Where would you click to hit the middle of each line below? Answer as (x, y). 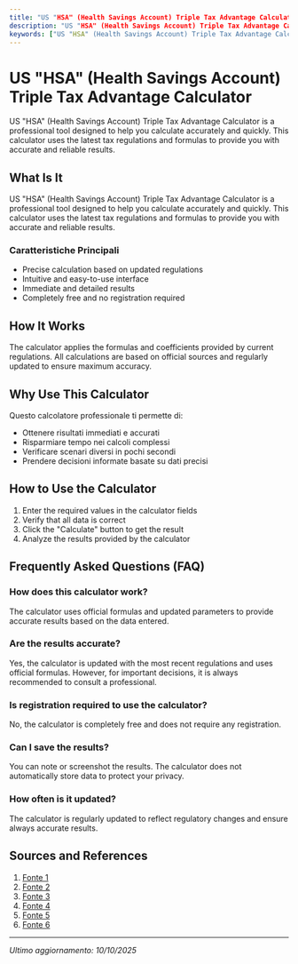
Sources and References (78, 856)
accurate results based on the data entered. (89, 621)
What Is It (36, 177)
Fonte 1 (35, 877)
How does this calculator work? (78, 592)
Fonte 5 (36, 915)
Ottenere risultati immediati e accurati (90, 433)
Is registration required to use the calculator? (108, 705)
